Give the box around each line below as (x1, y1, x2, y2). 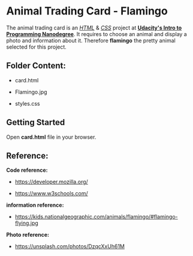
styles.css (14, 100, 40, 107)
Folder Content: (6, 61, 66, 71)
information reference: (6, 201, 64, 209)
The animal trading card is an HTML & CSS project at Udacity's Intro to (6, 24, 182, 31)
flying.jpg (14, 219, 39, 227)
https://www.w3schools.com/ (14, 190, 88, 197)
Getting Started (6, 117, 65, 127)
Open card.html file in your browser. (6, 133, 96, 141)
